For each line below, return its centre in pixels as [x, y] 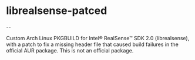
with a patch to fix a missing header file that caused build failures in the [93, 44]
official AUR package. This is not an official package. [70, 50]
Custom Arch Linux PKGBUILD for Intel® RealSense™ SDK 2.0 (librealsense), [98, 38]
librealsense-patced [57, 11]
